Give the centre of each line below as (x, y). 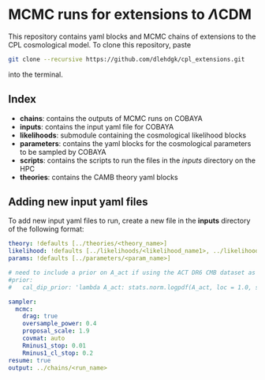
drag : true (40, 316)
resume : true (30, 360)
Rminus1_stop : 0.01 (54, 345)
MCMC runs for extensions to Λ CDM (130, 15)
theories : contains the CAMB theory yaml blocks (99, 177)
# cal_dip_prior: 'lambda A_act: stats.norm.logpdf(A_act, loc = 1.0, (130, 287)
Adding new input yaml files (78, 202)
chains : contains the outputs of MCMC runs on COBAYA (111, 118)
